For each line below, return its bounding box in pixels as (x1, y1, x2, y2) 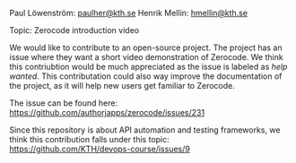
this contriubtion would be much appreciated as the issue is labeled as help (9, 62, 288, 72)
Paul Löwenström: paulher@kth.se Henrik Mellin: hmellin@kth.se (9, 8, 248, 18)
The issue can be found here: (9, 98, 118, 108)
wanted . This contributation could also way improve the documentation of (9, 71, 283, 81)
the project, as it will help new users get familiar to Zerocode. (9, 81, 236, 90)
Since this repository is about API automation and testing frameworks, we (9, 124, 281, 135)
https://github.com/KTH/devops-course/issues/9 (9, 143, 190, 154)
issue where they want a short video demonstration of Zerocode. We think (9, 52, 284, 62)
